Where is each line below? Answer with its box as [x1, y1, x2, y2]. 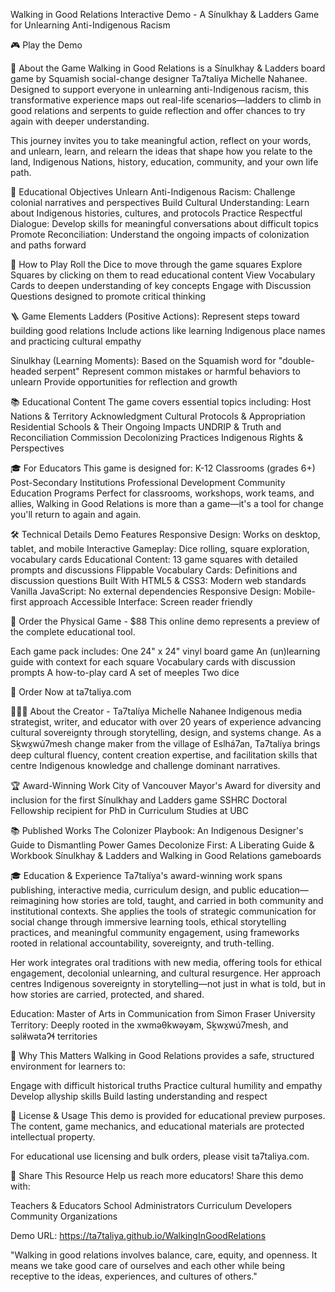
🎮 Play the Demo [10, 39, 83, 51]
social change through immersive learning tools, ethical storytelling [10, 916, 287, 928]
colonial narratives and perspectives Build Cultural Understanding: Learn [10, 197, 310, 208]
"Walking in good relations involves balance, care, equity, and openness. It [10, 1249, 318, 1261]
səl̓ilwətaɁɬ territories [10, 1030, 98, 1042]
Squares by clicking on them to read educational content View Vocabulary [10, 269, 316, 281]
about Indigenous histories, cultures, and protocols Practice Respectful [10, 207, 303, 219]
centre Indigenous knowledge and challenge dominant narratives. [10, 760, 281, 771]
